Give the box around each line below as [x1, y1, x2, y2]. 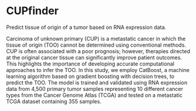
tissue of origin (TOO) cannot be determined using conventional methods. [6, 41, 187, 48]
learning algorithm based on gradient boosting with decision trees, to [6, 73, 175, 80]
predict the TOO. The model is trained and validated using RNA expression [6, 79, 188, 86]
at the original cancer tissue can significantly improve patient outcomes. [6, 54, 182, 61]
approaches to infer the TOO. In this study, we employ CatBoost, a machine [6, 66, 189, 73]
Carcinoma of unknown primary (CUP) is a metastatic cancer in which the [6, 35, 186, 42]
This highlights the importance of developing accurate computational [6, 60, 175, 67]
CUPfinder [6, 4, 59, 18]
